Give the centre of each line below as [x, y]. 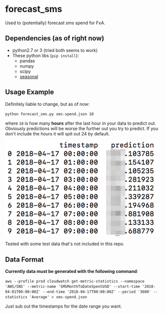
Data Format [24, 259]
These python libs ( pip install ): [45, 55]
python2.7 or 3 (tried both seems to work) [55, 50]
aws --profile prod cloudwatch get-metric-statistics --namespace [75, 281]
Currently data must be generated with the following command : [72, 271]
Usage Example [30, 92]
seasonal [29, 76]
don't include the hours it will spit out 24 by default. [58, 134]
